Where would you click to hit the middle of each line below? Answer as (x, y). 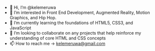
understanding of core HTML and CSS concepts (58, 38)
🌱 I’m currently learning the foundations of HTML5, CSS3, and (71, 23)
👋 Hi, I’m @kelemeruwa (33, 7)
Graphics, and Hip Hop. (33, 18)
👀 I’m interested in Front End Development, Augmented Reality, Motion (80, 13)
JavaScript (20, 28)
